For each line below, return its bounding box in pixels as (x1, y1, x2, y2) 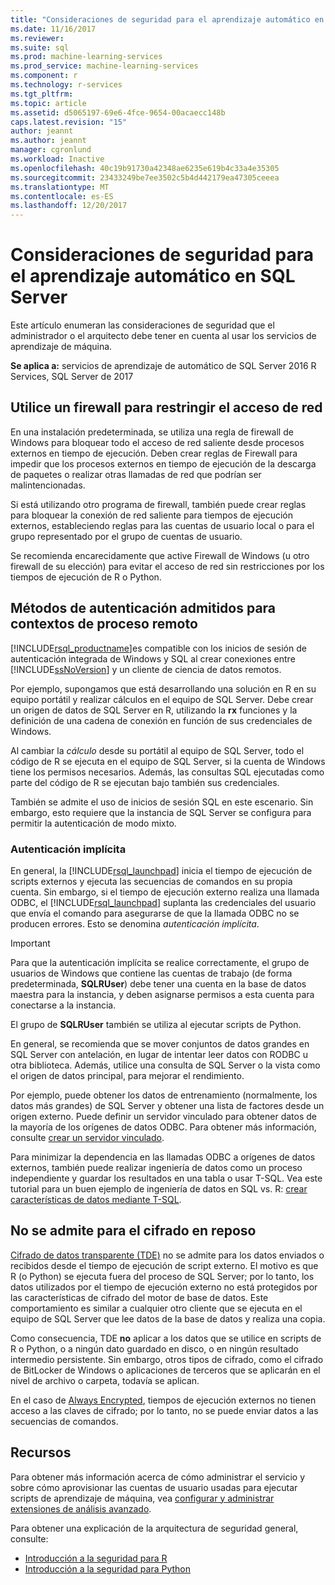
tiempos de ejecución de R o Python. (10, 571, 162, 583)
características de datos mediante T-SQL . (10, 1193, 182, 1205)
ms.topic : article (10, 98, 87, 108)
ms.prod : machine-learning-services (10, 52, 163, 62)
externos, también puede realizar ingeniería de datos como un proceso (10, 1161, 303, 1173)
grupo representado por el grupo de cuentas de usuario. (10, 530, 243, 542)
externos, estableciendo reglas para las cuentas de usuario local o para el (10, 519, 315, 531)
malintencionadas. (10, 479, 86, 491)
